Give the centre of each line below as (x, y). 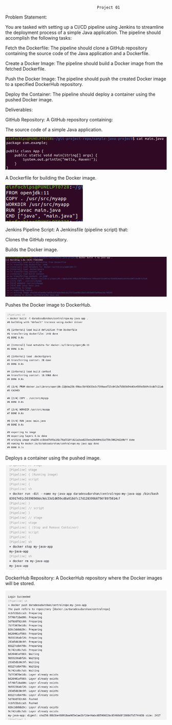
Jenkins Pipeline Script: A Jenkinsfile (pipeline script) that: (67, 230)
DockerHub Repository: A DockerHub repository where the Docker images (84, 578)
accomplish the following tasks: (39, 38)
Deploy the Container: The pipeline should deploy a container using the (80, 94)
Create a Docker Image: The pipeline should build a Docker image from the (84, 63)
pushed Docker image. (29, 100)
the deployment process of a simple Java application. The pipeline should (83, 32)
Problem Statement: (26, 17)
